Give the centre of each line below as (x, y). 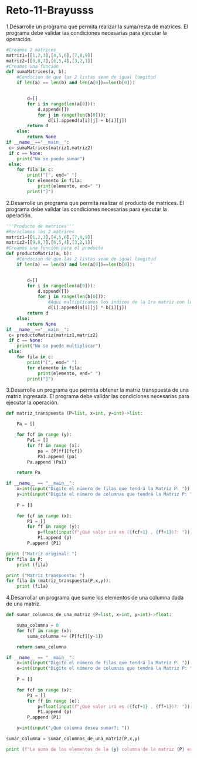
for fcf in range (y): (44, 435)
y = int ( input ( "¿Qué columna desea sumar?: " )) (73, 728)
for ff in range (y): (54, 527)
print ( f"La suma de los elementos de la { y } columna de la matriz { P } (95, 749)
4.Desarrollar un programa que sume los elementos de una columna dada (95, 598)
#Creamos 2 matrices (31, 50)
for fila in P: (25, 559)
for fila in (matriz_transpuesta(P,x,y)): (59, 581)
